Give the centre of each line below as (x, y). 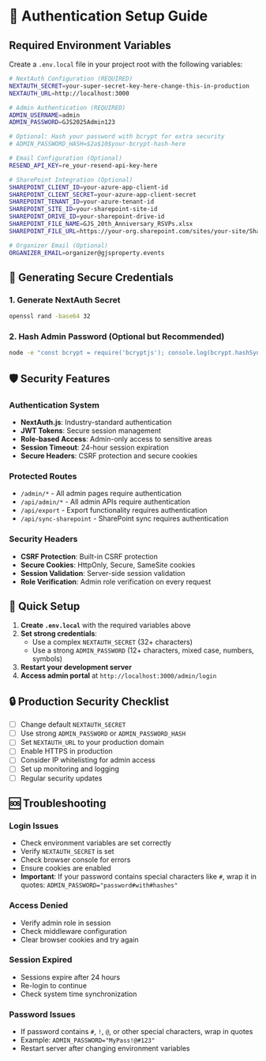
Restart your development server (76, 668)
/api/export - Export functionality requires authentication (114, 510)
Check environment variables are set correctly (96, 843)
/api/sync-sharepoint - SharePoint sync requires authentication (124, 519)
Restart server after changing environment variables (105, 1048)
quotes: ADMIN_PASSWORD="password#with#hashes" (99, 885)
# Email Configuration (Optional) (66, 158)
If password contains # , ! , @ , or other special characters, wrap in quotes (137, 1032)
